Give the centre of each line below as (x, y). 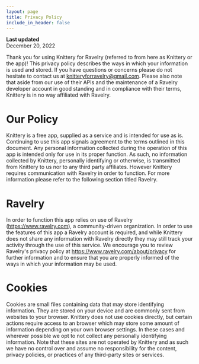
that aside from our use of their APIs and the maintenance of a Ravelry (92, 82)
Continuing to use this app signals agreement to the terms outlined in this (95, 142)
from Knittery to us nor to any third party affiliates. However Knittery (89, 167)
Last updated (23, 40)
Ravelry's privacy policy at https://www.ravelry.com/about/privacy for (91, 251)
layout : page (22, 12)
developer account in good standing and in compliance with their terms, (94, 89)
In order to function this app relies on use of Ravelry (70, 220)
